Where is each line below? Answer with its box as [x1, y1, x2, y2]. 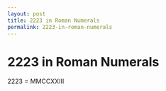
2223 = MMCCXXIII [7, 77, 65, 85]
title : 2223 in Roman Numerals [7, 17, 100, 24]
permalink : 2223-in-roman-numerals [7, 23, 113, 30]
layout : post [7, 10, 46, 18]
